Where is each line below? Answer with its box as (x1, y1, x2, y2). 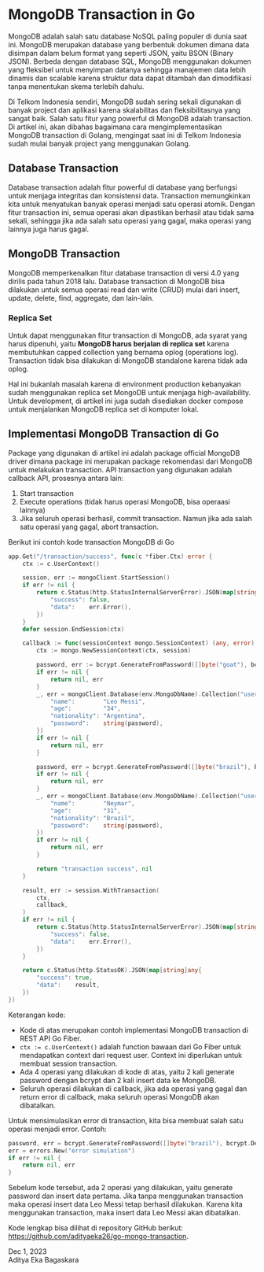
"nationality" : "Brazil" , (49, 814, 135, 822)
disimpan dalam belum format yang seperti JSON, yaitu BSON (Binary (8, 48, 234, 57)
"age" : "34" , (49, 704, 122, 713)
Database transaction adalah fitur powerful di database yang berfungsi (8, 183, 237, 192)
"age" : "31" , (49, 807, 122, 815)
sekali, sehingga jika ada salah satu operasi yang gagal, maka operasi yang (8, 216, 251, 225)
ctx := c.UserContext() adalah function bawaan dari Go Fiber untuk (19, 1041, 241, 1052)
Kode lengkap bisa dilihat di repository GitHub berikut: (8, 1223, 183, 1233)
